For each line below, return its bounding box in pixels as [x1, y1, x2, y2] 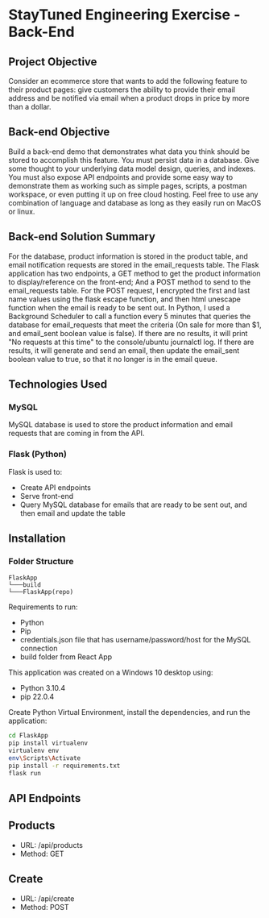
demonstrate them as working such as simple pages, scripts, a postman [8, 181, 247, 190]
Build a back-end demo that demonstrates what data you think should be [8, 147, 250, 156]
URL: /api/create [19, 893, 75, 903]
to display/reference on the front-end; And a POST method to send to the [8, 276, 251, 287]
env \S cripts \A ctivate [8, 754, 81, 762]
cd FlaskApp [8, 732, 48, 740]
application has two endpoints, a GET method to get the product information [8, 268, 261, 278]
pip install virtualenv [8, 739, 89, 747]
